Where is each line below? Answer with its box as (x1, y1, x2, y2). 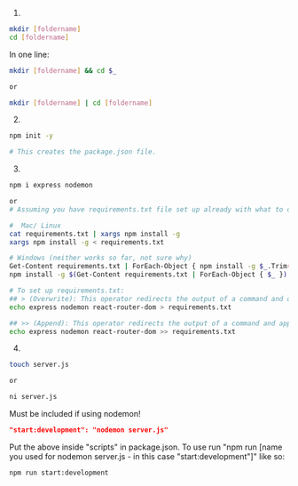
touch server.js (9, 360, 69, 370)
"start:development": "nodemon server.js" (9, 426, 169, 434)
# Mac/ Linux (9, 221, 62, 230)
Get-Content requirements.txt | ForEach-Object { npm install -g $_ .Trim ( (9, 262, 292, 271)
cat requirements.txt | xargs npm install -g (9, 229, 180, 238)
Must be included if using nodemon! (9, 409, 141, 418)
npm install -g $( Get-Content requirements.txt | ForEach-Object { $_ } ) (9, 270, 288, 279)
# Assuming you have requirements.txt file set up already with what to (9, 204, 284, 214)
